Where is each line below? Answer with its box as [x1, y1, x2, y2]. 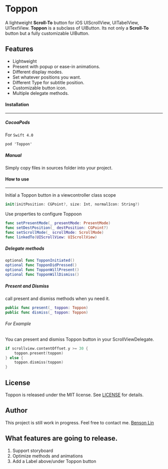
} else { [5, 355, 23, 360]
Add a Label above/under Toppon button [12, 458, 96, 464]
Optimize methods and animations [12, 452, 83, 459]
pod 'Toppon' [5, 141, 32, 146]
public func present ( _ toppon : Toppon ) [5, 305, 88, 310]
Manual [5, 152, 21, 158]
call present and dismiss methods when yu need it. [5, 295, 110, 301]
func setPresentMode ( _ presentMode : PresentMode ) [5, 220, 111, 226]
